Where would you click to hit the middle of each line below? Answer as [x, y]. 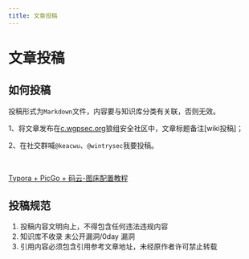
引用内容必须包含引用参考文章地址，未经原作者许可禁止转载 [118, 247]
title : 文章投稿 [33, 16]
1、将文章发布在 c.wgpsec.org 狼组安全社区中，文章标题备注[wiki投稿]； [126, 128]
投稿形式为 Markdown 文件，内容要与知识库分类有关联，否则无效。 [114, 111]
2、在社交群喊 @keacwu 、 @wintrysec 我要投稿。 [84, 145]
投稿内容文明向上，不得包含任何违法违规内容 [94, 227]
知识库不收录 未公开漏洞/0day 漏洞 [77, 236]
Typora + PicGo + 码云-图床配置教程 [68, 178]
